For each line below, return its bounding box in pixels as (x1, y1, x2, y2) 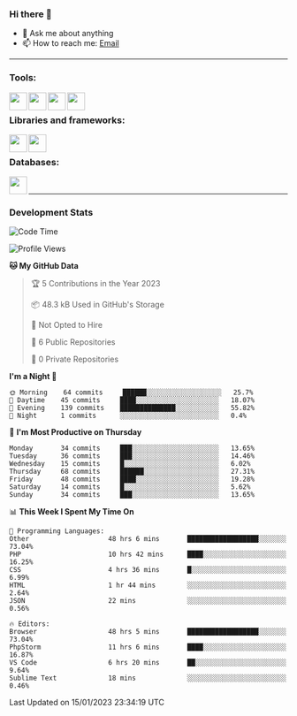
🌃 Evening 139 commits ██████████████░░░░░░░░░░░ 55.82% (9, 404, 255, 413)
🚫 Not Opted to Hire (30, 320, 103, 331)
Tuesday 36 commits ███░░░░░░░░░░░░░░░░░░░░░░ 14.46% (9, 452, 255, 461)
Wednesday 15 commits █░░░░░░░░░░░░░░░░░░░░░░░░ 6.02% (9, 460, 251, 468)
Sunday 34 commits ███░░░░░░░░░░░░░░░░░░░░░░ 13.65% (9, 491, 255, 499)
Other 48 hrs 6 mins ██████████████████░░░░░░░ (9, 535, 287, 544)
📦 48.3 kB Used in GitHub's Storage (30, 300, 165, 310)
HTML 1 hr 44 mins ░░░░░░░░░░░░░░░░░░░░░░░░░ (9, 581, 287, 590)
